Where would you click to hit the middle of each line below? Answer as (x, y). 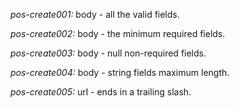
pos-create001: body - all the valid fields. (95, 14)
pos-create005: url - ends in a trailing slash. (101, 92)
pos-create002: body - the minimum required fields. (118, 33)
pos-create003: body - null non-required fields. (108, 53)
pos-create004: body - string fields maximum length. (120, 72)
